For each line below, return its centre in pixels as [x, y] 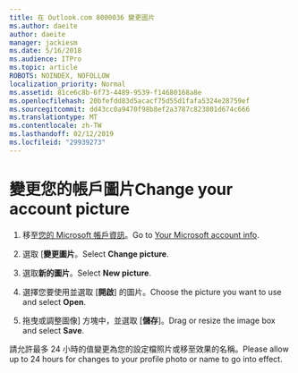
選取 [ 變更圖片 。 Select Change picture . [95, 254]
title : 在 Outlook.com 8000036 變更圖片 [82, 17]
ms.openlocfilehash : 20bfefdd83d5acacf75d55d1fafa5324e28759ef [130, 101]
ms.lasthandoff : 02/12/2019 [62, 134]
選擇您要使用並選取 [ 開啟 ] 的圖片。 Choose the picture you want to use [152, 292]
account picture [69, 209]
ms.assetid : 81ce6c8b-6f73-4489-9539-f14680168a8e [106, 92]
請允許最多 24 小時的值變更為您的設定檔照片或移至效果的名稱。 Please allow [149, 349]
